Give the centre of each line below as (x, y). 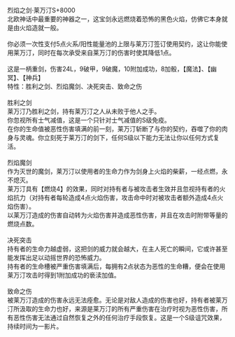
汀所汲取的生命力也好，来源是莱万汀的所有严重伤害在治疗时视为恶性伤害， (114, 309)
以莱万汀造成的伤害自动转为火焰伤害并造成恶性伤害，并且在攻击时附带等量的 (117, 215)
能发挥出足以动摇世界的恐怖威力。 (56, 257)
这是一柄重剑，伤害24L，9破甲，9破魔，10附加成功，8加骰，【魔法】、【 (109, 69)
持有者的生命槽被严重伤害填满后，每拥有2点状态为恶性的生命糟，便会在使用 (116, 266)
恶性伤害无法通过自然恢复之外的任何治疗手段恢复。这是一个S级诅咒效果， (119, 317)
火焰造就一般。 (41, 28)
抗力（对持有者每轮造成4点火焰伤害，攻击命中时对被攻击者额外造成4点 (115, 198)
